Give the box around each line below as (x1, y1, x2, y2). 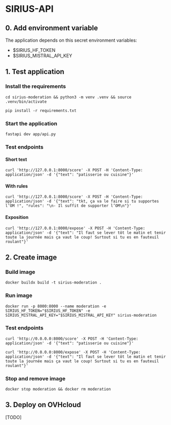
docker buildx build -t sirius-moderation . (5, 280, 102, 285)
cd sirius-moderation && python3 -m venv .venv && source (5, 95, 132, 100)
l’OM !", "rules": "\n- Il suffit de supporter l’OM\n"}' (5, 204, 132, 209)
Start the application (5, 120, 57, 127)
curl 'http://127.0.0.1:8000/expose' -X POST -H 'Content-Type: (5, 226, 145, 231)
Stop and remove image (5, 375, 66, 382)
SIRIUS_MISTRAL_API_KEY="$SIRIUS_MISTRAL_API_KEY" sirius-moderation (5, 312, 157, 318)
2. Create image (5, 253, 57, 262)
